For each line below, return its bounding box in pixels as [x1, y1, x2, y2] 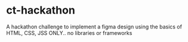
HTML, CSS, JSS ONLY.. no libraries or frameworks [6, 29, 132, 36]
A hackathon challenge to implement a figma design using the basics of [6, 23, 182, 30]
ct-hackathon [6, 4, 76, 17]
